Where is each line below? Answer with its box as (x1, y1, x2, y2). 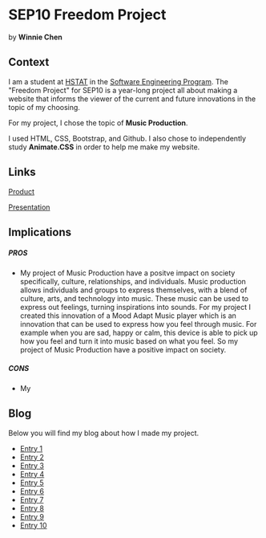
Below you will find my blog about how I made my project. (8, 428, 199, 438)
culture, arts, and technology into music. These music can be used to (19, 293, 249, 303)
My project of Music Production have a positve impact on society (19, 267, 236, 278)
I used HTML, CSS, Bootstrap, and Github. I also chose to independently (8, 133, 247, 143)
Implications (8, 225, 72, 238)
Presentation (8, 202, 50, 212)
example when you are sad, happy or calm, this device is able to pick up (19, 328, 258, 337)
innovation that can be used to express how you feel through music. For (19, 319, 257, 328)
